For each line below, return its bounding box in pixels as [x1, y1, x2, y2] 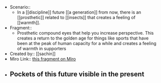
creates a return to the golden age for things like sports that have [17, 35, 149, 41]
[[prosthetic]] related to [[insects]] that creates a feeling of [17, 15, 136, 20]
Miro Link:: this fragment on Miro [9, 56, 76, 62]
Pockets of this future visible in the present [9, 70, 145, 79]
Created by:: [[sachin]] [9, 51, 56, 57]
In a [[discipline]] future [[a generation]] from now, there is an [17, 9, 141, 15]
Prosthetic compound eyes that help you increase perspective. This [17, 30, 154, 36]
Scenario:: [9, 4, 31, 10]
